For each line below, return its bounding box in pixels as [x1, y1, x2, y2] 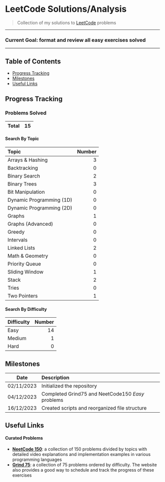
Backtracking [7, 164, 38, 171]
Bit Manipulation [7, 188, 45, 195]
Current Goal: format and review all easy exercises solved [5, 36, 146, 43]
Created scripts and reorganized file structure [41, 404, 147, 411]
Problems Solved [5, 110, 47, 117]
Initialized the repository [41, 382, 97, 389]
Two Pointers [7, 292, 38, 299]
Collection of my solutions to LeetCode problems [17, 20, 116, 26]
